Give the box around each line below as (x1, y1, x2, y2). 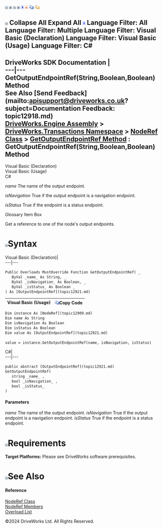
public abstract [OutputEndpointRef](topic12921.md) (5, 364, 115, 369)
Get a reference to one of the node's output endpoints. (5, 221, 115, 227)
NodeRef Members (5, 504, 43, 509)
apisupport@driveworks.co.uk (29, 97, 125, 105)
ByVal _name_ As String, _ (11, 275, 67, 280)
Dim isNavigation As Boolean (5, 321, 64, 326)
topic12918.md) (5, 112, 53, 120)
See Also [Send (5, 89, 53, 97)
